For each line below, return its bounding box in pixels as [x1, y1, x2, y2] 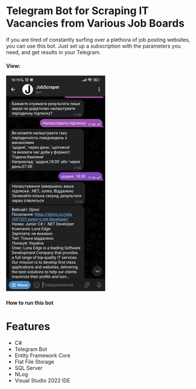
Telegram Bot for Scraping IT [6, 4, 149, 18]
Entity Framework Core [14, 352, 70, 359]
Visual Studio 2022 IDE [14, 377, 70, 384]
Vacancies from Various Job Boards [6, 17, 185, 30]
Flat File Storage [14, 358, 55, 365]
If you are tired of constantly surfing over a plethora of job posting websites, [6, 36, 191, 43]
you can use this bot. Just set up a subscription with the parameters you [6, 42, 181, 50]
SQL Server [14, 364, 43, 371]
